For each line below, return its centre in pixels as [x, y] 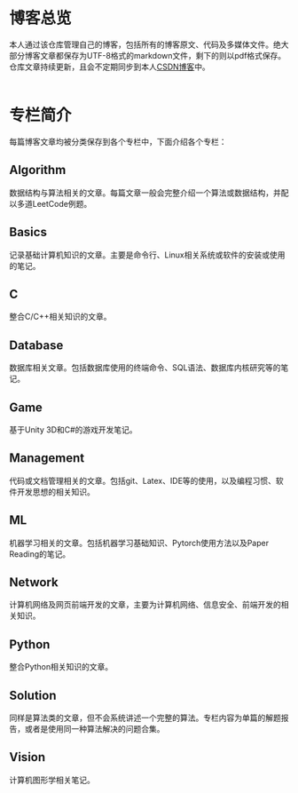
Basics [28, 232]
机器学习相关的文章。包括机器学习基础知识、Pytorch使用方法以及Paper [139, 543]
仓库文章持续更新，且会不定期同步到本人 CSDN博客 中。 [110, 67]
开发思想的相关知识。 [55, 492]
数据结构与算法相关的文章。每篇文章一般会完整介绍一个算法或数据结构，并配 [149, 193]
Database [36, 345]
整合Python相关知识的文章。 [61, 667]
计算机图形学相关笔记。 [52, 780]
